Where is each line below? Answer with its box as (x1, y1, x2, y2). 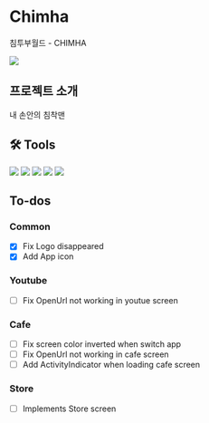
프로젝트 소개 (9, 83, 79, 99)
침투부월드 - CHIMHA (9, 37, 87, 48)
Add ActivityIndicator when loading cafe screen (22, 360, 201, 370)
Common (9, 220, 52, 233)
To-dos (9, 193, 52, 208)
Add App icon (22, 251, 74, 262)
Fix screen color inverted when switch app (22, 339, 182, 350)
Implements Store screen (22, 403, 117, 414)
